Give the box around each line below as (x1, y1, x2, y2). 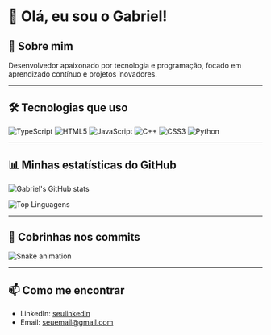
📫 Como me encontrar (8, 283, 125, 297)
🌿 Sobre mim (8, 39, 74, 53)
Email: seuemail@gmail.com (19, 317, 114, 327)
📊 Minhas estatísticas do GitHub (8, 159, 177, 172)
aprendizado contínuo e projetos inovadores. (8, 69, 157, 79)
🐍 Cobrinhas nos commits (8, 230, 141, 244)
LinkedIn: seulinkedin (19, 309, 91, 319)
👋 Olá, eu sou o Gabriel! (8, 7, 168, 26)
